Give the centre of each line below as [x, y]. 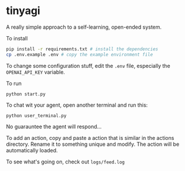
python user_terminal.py [36, 115]
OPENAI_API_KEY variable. [36, 72]
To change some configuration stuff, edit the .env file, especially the [88, 66]
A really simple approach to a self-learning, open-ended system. [84, 27]
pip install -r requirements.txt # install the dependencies [82, 49]
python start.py [26, 94]
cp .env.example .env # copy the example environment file [80, 54]
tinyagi [23, 11]
